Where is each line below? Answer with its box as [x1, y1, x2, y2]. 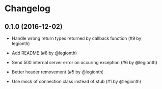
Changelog [4, 3, 51, 14]
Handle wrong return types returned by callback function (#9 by [11, 35, 142, 41]
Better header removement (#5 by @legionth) [11, 69, 104, 75]
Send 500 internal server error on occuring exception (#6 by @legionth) [11, 60, 158, 65]
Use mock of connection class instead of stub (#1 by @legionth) [11, 79, 141, 84]
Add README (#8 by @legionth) [11, 50, 77, 56]
